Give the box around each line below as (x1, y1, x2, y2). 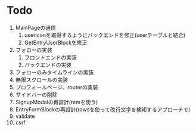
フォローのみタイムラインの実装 (15, 68, 94, 76)
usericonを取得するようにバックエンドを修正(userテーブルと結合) (24, 31, 186, 39)
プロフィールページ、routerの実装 (15, 83, 98, 91)
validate (15, 113, 35, 120)
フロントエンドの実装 (24, 54, 77, 61)
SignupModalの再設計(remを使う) (15, 98, 98, 105)
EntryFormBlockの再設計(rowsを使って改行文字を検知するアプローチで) (15, 105, 191, 113)
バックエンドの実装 (24, 61, 72, 68)
